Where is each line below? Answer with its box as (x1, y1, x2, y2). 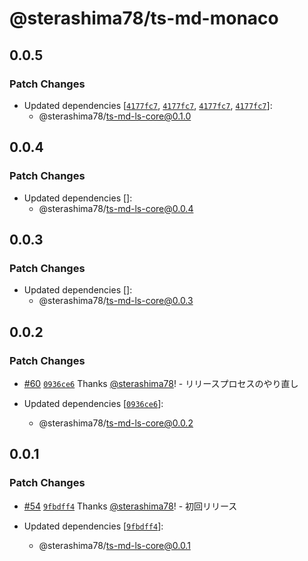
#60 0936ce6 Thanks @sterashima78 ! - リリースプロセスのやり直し (23, 377, 299, 389)
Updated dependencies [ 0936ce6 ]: (23, 397, 164, 409)
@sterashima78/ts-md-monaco (9, 7, 279, 30)
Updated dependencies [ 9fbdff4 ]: (23, 520, 164, 532)
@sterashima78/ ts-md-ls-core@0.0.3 (38, 295, 194, 307)
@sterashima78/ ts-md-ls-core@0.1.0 (38, 110, 192, 122)
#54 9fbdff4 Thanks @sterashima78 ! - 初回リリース (23, 500, 238, 512)
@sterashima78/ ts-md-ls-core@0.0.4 (38, 202, 194, 214)
